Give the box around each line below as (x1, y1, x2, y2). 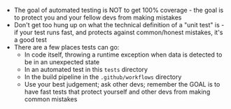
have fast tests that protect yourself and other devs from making (24, 87, 211, 96)
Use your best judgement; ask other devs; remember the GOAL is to (24, 80, 220, 88)
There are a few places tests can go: (13, 43, 120, 51)
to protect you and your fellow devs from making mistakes (13, 13, 182, 22)
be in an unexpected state (24, 58, 100, 66)
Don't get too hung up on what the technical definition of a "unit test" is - (13, 21, 225, 29)
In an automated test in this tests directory (24, 66, 148, 73)
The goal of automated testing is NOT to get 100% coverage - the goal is (13, 6, 224, 14)
